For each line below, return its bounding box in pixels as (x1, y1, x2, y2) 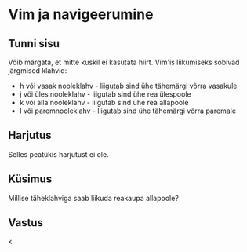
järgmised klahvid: (8, 66, 67, 75)
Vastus (8, 216, 43, 229)
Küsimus (8, 173, 53, 186)
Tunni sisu (8, 37, 60, 50)
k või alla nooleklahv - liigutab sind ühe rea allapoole (19, 98, 189, 107)
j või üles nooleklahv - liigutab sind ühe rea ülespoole (19, 89, 191, 99)
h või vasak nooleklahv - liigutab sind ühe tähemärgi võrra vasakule (19, 81, 238, 90)
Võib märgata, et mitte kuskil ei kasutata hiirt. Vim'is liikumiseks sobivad (8, 57, 240, 67)
